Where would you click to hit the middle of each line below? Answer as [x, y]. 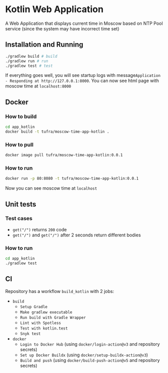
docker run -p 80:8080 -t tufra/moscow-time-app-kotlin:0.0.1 [72, 179]
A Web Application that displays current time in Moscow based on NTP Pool [84, 23]
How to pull [19, 144]
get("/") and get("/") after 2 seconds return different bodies [77, 235]
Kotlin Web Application [54, 9]
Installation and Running [44, 45]
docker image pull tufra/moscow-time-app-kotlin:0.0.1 [64, 155]
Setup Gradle [34, 307]
